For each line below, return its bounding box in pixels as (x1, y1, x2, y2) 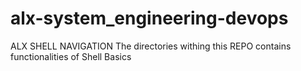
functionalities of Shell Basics (10, 50, 132, 62)
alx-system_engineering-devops (10, 7, 289, 30)
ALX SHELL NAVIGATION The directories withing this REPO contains (10, 40, 292, 52)
